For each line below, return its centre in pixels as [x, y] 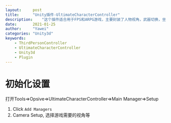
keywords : [16, 39]
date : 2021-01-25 [31, 24]
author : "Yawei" [27, 29]
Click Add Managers [32, 109]
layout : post [24, 10]
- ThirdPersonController [41, 43]
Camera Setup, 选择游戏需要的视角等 [51, 115]
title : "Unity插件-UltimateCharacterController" [63, 15]
